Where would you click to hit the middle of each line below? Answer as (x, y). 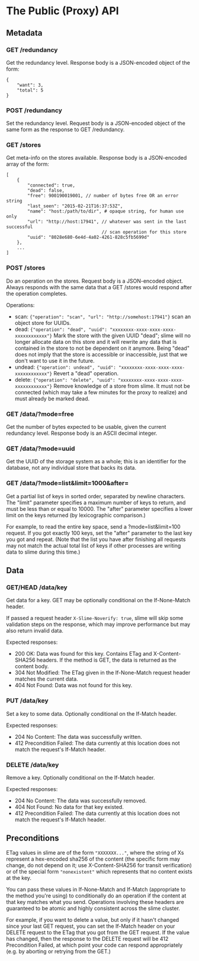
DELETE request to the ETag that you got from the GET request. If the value (98, 932)
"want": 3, (30, 85)
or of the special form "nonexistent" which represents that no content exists (99, 871)
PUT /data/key (27, 701)
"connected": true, (52, 185)
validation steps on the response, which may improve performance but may (98, 624)
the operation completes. (37, 293)
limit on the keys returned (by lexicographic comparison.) (76, 515)
